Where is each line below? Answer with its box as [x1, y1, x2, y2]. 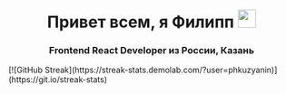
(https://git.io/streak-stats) [8, 74, 108, 85]
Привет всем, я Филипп [47, 12, 235, 33]
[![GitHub [8, 64, 43, 76]
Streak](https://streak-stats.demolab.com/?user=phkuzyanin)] [44, 64, 278, 76]
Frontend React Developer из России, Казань [48, 44, 255, 57]
